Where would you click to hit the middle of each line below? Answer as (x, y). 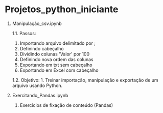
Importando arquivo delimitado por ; (57, 43)
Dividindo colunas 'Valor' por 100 (55, 54)
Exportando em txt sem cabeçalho (56, 65)
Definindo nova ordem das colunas (56, 59)
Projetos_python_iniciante (62, 9)
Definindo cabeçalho (42, 48)
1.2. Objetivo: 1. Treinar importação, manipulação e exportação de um (85, 80)
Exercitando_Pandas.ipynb (40, 95)
